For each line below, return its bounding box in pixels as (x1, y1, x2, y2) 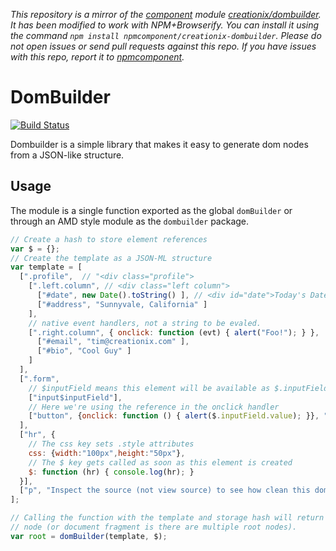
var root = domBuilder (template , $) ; (10, 531, 168, 541)
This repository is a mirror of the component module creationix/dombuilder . (10, 9, 322, 20)
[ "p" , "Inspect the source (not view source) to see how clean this (19, 485, 311, 496)
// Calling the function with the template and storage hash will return (10, 513, 325, 523)
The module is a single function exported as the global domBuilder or (10, 204, 293, 216)
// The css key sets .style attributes (28, 439, 195, 449)
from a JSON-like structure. (10, 149, 125, 161)
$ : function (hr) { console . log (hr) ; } (28, 467, 195, 477)
